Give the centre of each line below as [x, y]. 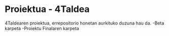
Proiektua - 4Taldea [47, 9]
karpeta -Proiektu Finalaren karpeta [42, 28]
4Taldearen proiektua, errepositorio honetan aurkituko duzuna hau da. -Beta [84, 23]
